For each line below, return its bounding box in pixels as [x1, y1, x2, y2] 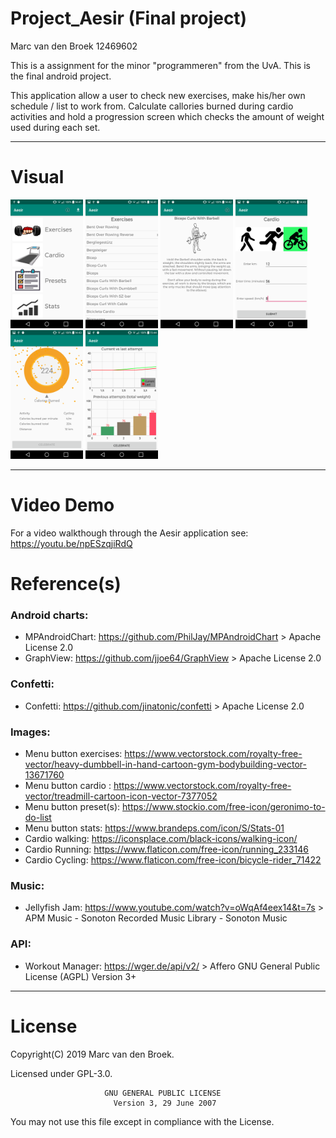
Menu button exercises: [24, 747, 123, 759]
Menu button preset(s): [24, 800, 121, 812]
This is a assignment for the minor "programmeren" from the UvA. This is [10, 59, 311, 71]
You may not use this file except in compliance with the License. [10, 1115, 275, 1127]
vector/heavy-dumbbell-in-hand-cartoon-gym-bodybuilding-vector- [24, 758, 308, 770]
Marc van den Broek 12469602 [10, 40, 138, 52]
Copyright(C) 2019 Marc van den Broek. [10, 1048, 175, 1060]
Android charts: [10, 608, 89, 622]
